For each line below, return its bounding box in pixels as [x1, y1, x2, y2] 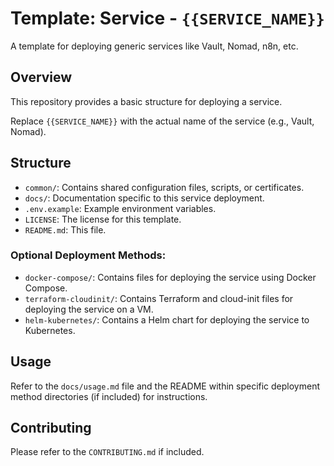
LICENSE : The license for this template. [24, 213, 182, 225]
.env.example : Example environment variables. [24, 202, 217, 214]
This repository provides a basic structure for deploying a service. [10, 95, 283, 107]
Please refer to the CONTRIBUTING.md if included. [10, 446, 205, 458]
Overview [10, 69, 73, 86]
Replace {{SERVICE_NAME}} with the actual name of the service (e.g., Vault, [10, 115, 315, 127]
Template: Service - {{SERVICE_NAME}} [10, 7, 325, 30]
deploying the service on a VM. [24, 303, 154, 315]
